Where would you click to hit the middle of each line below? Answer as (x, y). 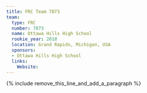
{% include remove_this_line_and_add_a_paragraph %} (74, 84)
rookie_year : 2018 (35, 39)
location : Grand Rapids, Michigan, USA (61, 45)
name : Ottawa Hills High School (52, 34)
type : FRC (24, 23)
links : (20, 61)
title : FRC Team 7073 (33, 12)
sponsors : (24, 50)
